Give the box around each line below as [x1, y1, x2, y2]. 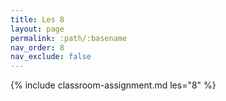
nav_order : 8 [10, 42, 65, 53]
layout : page [10, 24, 65, 34]
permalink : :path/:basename [10, 33, 128, 43]
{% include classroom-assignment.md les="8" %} [10, 79, 217, 91]
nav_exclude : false [10, 52, 92, 62]
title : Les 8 [10, 14, 65, 25]
